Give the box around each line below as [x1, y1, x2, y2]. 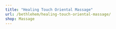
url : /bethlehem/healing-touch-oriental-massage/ [5, 12, 111, 17]
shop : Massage [5, 16, 35, 21]
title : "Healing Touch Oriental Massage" [5, 7, 93, 12]
